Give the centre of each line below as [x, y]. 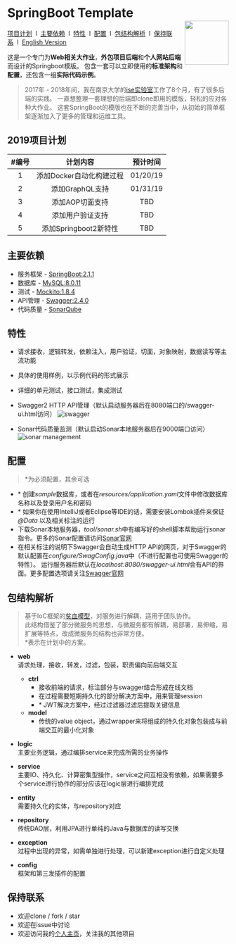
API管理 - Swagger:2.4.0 [53, 300]
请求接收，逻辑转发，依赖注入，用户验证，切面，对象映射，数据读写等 [119, 352]
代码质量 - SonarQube [50, 309]
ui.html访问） [37, 414]
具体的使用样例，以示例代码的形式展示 [73, 375]
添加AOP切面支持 [80, 202]
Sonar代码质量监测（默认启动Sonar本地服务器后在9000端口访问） [113, 429]
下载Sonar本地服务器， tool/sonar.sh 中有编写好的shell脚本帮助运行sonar [122, 529]
